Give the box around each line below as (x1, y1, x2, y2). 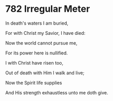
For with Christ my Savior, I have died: (5, 30, 86, 36)
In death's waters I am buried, (5, 20, 68, 26)
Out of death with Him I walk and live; (5, 70, 85, 76)
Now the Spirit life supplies (5, 79, 63, 86)
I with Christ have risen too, (5, 59, 64, 66)
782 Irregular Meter (5, 3, 90, 15)
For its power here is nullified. (5, 50, 68, 56)
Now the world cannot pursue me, (5, 39, 78, 46)
